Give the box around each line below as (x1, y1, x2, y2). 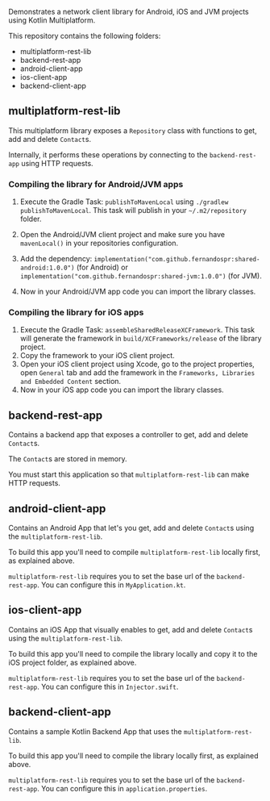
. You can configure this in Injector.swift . (37, 682, 179, 691)
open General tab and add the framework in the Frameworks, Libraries (19, 368, 255, 378)
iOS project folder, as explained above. (8, 657, 137, 667)
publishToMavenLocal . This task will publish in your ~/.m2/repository (19, 206, 247, 215)
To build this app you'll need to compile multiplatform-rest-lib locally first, (8, 548, 260, 557)
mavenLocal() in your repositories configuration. (19, 238, 179, 248)
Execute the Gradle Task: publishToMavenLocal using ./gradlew (19, 197, 229, 207)
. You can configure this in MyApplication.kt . (37, 580, 186, 590)
